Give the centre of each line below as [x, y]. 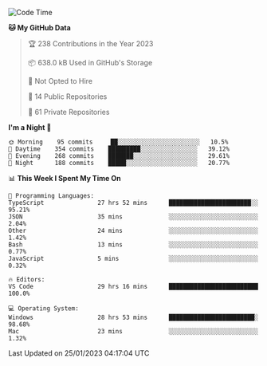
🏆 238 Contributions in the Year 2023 [90, 43]
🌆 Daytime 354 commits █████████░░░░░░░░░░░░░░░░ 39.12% [119, 149]
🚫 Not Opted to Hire [60, 81]
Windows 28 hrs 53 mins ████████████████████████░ [133, 317]
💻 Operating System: [44, 309]
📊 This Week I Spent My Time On [65, 178]
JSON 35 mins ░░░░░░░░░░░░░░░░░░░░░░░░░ [133, 217]
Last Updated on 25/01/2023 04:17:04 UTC [79, 353]
